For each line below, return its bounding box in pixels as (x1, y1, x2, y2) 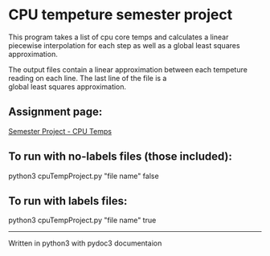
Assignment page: (8, 105, 103, 119)
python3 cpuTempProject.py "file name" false (8, 171, 159, 181)
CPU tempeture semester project (8, 6, 233, 24)
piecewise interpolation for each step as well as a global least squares (8, 40, 240, 50)
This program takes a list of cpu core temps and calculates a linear (8, 32, 229, 42)
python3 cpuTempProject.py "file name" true (8, 215, 157, 226)
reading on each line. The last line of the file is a (8, 73, 167, 83)
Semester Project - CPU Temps (8, 126, 112, 136)
